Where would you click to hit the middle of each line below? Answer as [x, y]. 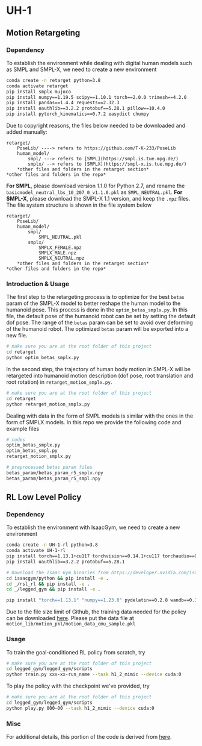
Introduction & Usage [38, 284]
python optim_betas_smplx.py [43, 358]
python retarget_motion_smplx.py [48, 404]
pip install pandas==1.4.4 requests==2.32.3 [63, 103]
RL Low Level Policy [44, 497]
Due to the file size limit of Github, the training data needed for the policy [96, 612]
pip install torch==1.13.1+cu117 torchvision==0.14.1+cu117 [83, 556]
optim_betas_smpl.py [32, 451]
